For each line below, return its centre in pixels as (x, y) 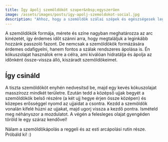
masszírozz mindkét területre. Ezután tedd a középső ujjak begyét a (75, 93)
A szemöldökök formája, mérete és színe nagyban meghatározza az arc (79, 33)
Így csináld (22, 75)
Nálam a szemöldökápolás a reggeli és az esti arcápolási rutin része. (76, 129)
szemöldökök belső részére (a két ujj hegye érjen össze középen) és (76, 98)
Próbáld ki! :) (18, 134)
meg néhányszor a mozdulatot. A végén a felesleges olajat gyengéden (77, 114)
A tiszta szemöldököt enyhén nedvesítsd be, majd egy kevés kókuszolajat (81, 87)
